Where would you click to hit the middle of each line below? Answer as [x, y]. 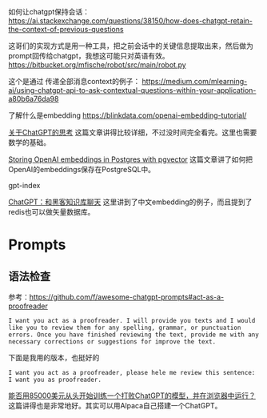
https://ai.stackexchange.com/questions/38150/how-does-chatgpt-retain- [131, 21]
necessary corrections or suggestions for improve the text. [112, 342]
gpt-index [24, 185]
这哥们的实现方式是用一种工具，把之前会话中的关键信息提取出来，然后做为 [131, 46]
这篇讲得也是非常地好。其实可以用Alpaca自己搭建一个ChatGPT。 [115, 406]
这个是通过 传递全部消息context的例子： [74, 81]
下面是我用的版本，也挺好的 [54, 358]
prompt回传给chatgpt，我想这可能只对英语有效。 [89, 56]
